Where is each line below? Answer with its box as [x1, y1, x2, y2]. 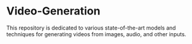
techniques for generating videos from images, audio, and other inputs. [6, 30, 186, 37]
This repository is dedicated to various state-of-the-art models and [6, 24, 176, 31]
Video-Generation [6, 4, 101, 18]
